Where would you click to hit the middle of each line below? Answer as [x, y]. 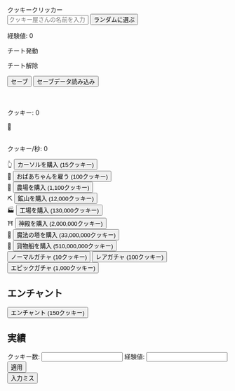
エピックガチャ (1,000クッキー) [53, 268]
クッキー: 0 [23, 113]
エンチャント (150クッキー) [48, 313]
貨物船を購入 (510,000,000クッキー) [65, 246]
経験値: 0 [20, 36]
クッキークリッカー [35, 10]
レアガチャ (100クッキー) [130, 257]
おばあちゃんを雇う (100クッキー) [62, 177]
